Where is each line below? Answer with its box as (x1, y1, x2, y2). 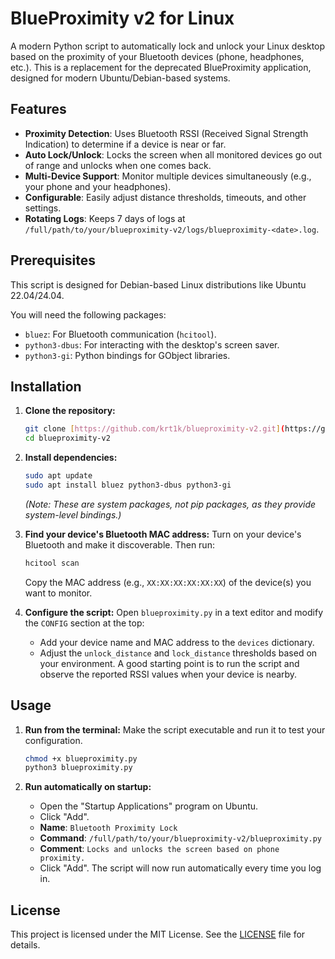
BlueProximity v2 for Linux (10, 7, 235, 30)
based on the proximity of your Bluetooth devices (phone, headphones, (10, 50, 305, 62)
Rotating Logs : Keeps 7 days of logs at (24, 212, 186, 224)
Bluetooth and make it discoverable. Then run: (24, 538, 215, 551)
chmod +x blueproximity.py (24, 753, 138, 764)
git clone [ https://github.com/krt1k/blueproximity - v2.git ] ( (24, 424, 286, 434)
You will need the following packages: (10, 308, 167, 321)
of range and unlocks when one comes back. (24, 159, 212, 171)
